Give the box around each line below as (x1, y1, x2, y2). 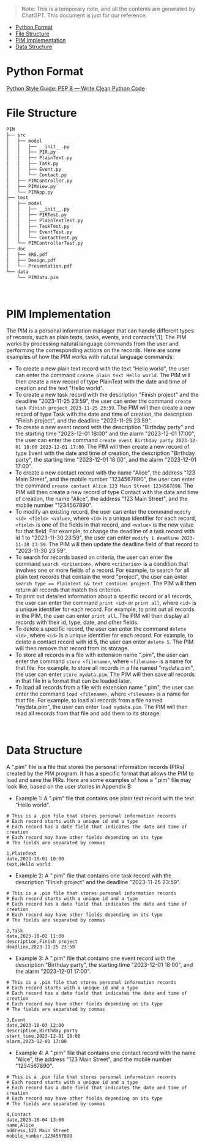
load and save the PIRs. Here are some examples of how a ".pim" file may (6, 776, 192, 784)
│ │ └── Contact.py (6, 171, 67, 178)
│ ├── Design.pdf (6, 257, 56, 263)
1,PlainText (6, 850, 37, 857)
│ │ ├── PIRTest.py (6, 212, 67, 218)
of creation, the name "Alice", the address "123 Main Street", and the (15, 495, 188, 503)
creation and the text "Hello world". (15, 385, 104, 392)
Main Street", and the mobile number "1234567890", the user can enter (15, 476, 195, 483)
